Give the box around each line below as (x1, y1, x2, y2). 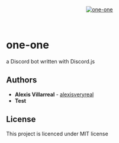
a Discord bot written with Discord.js (6, 58, 95, 65)
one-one (6, 39, 49, 52)
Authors (6, 75, 37, 85)
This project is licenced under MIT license (6, 130, 108, 137)
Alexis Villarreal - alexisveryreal (14, 91, 94, 98)
